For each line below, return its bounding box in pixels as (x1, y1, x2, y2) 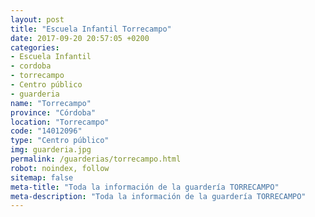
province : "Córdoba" (10, 107, 97, 118)
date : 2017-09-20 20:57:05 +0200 (10, 33, 150, 43)
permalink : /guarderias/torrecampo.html (10, 154, 182, 164)
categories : (10, 42, 60, 53)
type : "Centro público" (10, 136, 110, 146)
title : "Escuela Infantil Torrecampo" (10, 24, 172, 34)
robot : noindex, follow (10, 163, 110, 173)
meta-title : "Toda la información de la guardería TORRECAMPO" (10, 182, 280, 192)
